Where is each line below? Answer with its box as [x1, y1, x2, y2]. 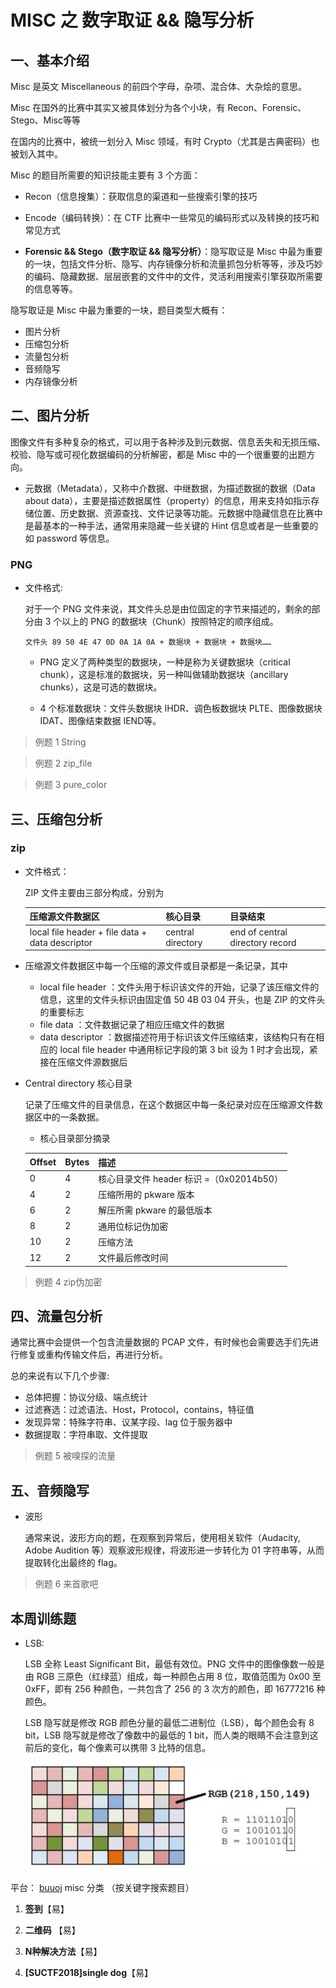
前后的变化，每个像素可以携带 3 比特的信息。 [24, 1741, 212, 1753]
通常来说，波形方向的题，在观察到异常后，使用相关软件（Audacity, [24, 1532, 301, 1544]
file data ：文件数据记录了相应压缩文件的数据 [39, 1019, 225, 1031]
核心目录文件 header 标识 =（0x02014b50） [98, 1172, 283, 1185]
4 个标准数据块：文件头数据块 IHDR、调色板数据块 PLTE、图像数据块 [39, 702, 323, 715]
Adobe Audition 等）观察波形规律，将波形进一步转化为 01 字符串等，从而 [24, 1544, 325, 1556]
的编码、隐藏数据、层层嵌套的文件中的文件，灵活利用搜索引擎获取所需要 [24, 271, 323, 282]
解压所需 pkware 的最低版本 [98, 1204, 213, 1216]
